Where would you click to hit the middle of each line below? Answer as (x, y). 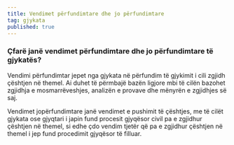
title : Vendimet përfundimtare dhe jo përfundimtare (86, 14)
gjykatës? (25, 60)
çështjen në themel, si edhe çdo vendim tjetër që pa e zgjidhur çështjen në (115, 126)
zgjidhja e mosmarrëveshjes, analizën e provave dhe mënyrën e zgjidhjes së (117, 90)
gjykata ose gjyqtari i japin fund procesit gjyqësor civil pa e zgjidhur (105, 118)
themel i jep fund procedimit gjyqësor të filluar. (75, 133)
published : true (31, 27)
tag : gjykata (26, 20)
